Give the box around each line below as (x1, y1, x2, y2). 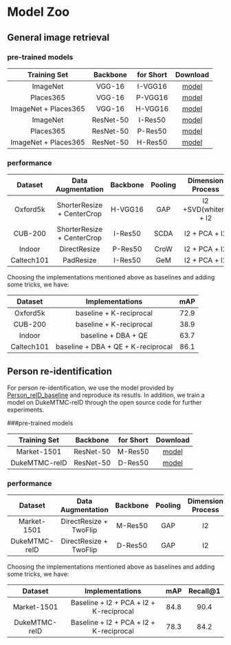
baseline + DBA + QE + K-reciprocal (55, 342, 173, 352)
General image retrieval (7, 32, 110, 43)
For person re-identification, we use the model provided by (7, 383, 174, 392)
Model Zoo (7, 4, 70, 20)
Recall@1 (188, 586, 221, 596)
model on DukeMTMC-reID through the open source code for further (7, 398, 202, 406)
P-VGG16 (135, 92, 168, 102)
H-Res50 (136, 137, 168, 147)
